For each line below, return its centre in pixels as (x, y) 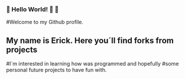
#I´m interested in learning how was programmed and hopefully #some (92, 64)
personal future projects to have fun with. (56, 70)
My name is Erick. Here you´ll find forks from (90, 40)
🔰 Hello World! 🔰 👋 (33, 9)
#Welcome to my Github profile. (45, 22)
